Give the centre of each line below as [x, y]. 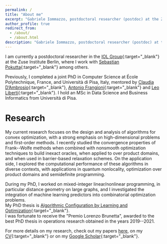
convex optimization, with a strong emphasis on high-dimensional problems [83, 137]
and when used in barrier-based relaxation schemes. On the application [79, 158]
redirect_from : [21, 28]
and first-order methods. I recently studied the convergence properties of [81, 142]
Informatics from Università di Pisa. [41, 98]
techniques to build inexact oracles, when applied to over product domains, [82, 153]
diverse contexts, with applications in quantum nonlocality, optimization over [83, 169]
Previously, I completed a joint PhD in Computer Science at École [72, 77]
